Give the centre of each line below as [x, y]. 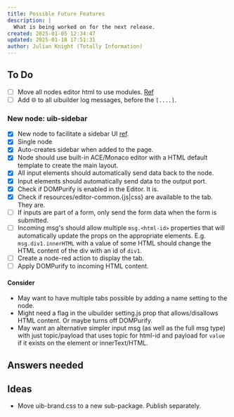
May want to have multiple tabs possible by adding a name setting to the [122, 298]
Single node [35, 142]
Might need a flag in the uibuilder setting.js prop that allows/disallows [118, 313]
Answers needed [45, 365]
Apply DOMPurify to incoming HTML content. [83, 266]
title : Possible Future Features [56, 14]
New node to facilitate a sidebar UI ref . [73, 134]
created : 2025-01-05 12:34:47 [52, 33]
